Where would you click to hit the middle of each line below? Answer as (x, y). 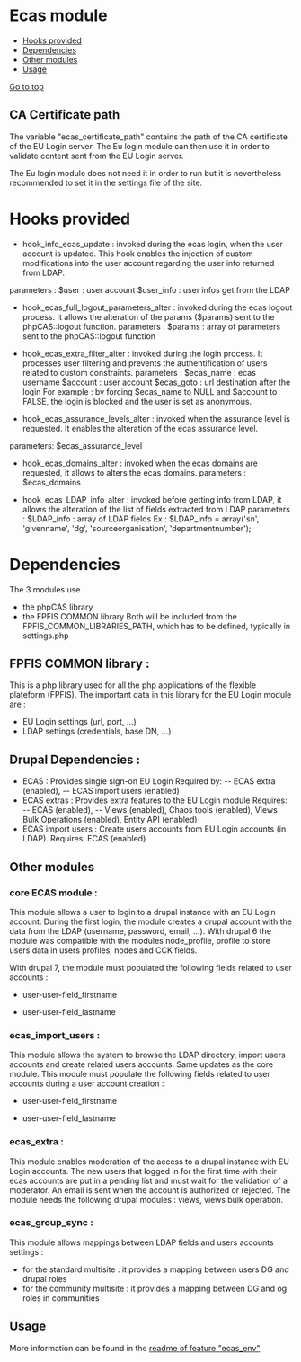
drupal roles (44, 1278)
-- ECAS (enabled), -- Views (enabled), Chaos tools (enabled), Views (150, 810)
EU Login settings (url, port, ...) (79, 722)
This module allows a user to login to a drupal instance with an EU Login (142, 912)
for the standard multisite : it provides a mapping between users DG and (155, 1269)
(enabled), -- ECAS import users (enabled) (101, 791)
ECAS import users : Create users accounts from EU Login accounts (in (154, 829)
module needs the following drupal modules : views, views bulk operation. (146, 1199)
